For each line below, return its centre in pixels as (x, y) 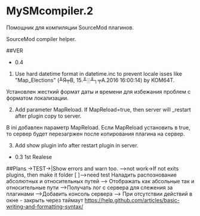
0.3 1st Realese (33, 157)
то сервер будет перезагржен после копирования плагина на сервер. (96, 134)
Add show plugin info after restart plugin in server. (76, 145)
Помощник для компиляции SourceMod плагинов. (70, 27)
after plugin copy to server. (48, 116)
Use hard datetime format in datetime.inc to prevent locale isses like (98, 73)
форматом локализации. (37, 98)
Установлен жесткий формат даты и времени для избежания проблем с (99, 91)
